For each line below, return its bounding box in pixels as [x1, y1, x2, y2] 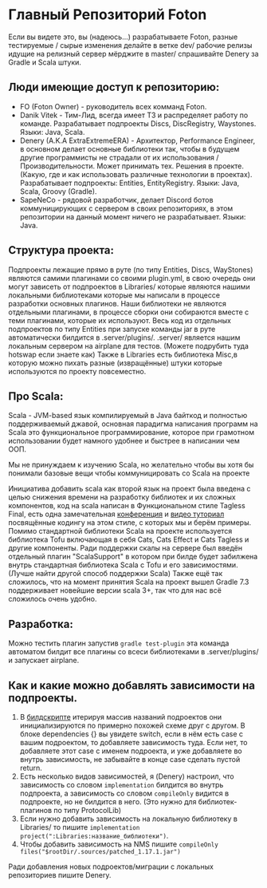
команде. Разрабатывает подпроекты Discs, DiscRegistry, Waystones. [19, 118, 257, 128]
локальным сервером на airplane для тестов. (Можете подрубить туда [8, 341, 249, 350]
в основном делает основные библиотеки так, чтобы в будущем [19, 144, 240, 153]
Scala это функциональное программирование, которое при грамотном [8, 428, 255, 437]
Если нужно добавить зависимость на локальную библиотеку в [19, 814, 238, 823]
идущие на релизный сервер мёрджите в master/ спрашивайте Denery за [8, 49, 259, 58]
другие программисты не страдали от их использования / [19, 152, 219, 162]
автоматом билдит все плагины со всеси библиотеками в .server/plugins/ [8, 647, 259, 657]
